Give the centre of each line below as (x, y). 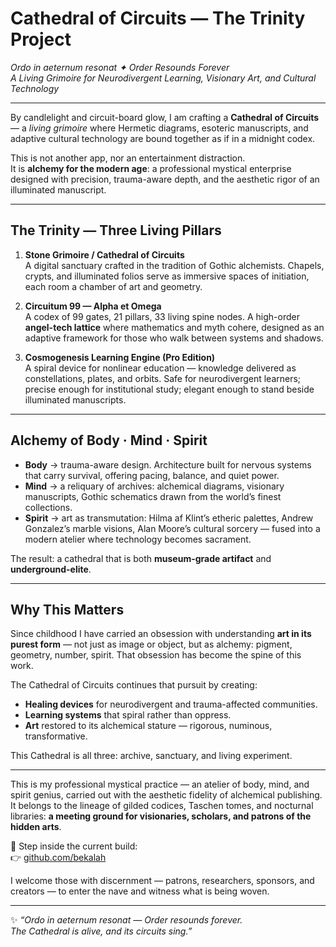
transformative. (56, 736)
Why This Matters (67, 609)
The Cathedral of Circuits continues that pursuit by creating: (134, 685)
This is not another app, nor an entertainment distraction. (128, 158)
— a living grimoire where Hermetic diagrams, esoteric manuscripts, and (159, 128)
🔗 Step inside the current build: (74, 846)
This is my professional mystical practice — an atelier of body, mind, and (160, 784)
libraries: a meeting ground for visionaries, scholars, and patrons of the (161, 816)
